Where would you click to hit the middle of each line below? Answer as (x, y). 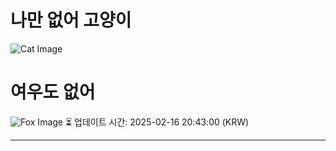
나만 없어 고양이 (71, 20)
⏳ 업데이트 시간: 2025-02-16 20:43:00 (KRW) (157, 122)
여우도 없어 (53, 92)
